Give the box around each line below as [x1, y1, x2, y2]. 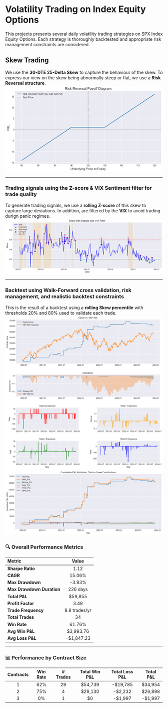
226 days [68, 586, 88, 593]
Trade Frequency [7, 607, 44, 613]
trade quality [5, 191, 37, 198]
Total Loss [111, 669, 133, 675]
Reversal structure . [5, 80, 46, 86]
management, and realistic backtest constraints [5, 293, 124, 300]
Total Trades [7, 614, 34, 620]
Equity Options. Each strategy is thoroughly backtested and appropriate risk [5, 36, 161, 42]
